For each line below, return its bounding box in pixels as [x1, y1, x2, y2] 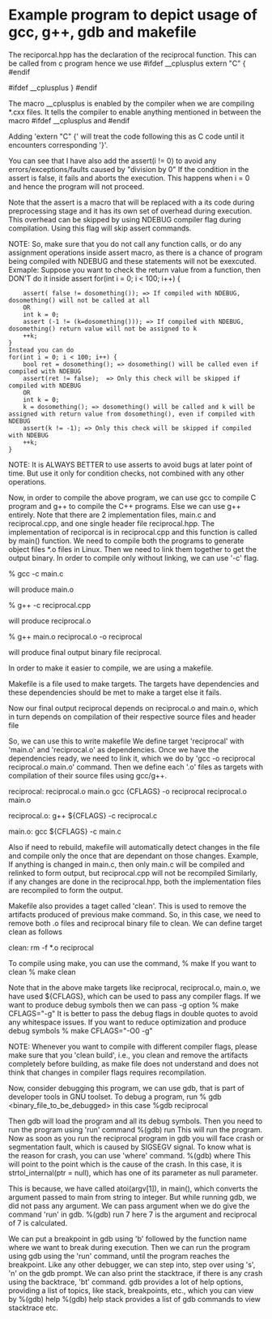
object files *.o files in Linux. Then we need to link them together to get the [8, 544, 257, 554]
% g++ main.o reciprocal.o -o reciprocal [8, 631, 142, 641]
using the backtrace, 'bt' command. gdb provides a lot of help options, [8, 1277, 244, 1287]
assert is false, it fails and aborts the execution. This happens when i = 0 [8, 173, 250, 183]
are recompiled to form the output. [8, 885, 124, 894]
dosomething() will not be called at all [8, 296, 151, 304]
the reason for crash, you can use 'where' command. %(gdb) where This [8, 1150, 251, 1160]
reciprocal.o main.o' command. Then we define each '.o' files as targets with [8, 761, 263, 772]
